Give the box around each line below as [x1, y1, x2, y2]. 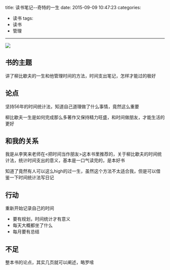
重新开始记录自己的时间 [5, 205, 54, 211]
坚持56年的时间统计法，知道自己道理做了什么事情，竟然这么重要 [5, 103, 139, 109]
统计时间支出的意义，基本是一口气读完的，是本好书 [18, 158, 125, 164]
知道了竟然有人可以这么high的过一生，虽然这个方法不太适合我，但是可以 [5, 168, 156, 174]
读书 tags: [12, 15, 34, 21]
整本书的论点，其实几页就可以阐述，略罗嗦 [5, 259, 94, 265]
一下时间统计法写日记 [9, 174, 54, 181]
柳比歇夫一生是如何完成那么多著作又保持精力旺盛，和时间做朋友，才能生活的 [5, 114, 165, 120]
